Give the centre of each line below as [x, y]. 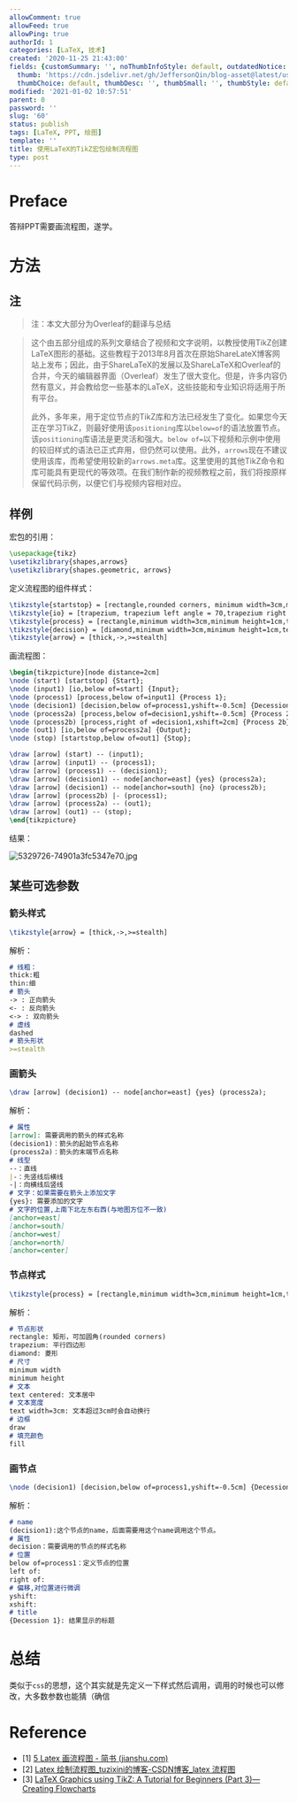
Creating [38, 1789]
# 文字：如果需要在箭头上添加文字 [63, 1193]
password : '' [33, 108]
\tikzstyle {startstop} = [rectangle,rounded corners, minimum [126, 605]
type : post [29, 157]
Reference [48, 1733]
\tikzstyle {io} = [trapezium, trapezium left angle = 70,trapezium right [148, 613]
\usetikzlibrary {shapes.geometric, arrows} [91, 570]
